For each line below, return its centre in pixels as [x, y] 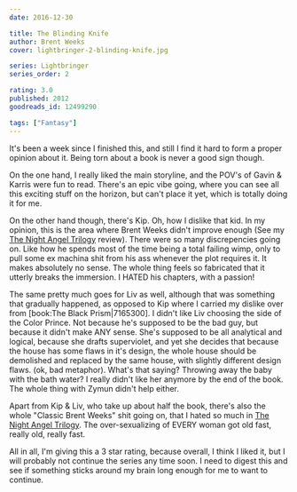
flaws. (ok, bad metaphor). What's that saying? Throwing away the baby [141, 369]
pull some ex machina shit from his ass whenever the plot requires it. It [138, 258]
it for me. [26, 203]
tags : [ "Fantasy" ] [43, 123]
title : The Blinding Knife [59, 33]
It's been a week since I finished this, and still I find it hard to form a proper [145, 148]
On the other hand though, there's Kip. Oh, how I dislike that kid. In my [137, 220]
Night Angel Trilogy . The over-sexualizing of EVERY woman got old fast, [141, 425]
